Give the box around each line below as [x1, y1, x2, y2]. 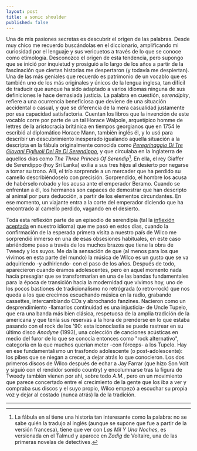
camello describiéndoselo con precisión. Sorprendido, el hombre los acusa [6, 174, 187, 181]
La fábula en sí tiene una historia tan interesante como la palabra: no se [14, 413, 187, 420]
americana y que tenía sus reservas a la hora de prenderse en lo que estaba [6, 317, 190, 324]
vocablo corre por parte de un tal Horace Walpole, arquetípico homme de [6, 117, 184, 124]
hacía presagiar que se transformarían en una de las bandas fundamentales [6, 272, 189, 280]
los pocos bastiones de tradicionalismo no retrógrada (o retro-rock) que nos [6, 285, 190, 292]
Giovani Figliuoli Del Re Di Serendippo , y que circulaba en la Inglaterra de [6, 148, 183, 155]
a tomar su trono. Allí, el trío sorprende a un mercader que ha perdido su [6, 168, 181, 175]
